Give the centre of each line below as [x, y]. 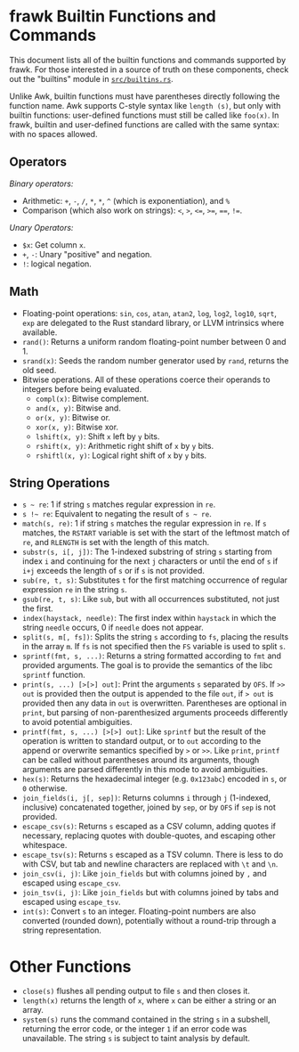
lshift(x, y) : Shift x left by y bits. [97, 436]
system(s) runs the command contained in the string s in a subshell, [146, 1019]
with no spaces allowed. [53, 134]
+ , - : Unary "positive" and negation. [87, 254]
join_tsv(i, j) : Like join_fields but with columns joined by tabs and [150, 893]
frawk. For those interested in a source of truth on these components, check [149, 69]
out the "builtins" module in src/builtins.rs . [91, 78]
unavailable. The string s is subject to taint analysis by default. [136, 1039]
